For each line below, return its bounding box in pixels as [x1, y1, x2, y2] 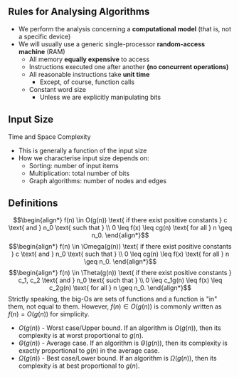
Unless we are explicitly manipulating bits [39, 93, 161, 101]
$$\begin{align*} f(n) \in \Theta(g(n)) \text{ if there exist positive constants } [9, 269, 232, 277]
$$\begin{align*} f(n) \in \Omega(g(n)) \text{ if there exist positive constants [9, 242, 232, 251]
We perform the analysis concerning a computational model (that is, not [18, 24, 232, 33]
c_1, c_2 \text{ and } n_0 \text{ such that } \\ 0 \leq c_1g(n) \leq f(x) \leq [18, 276, 223, 284]
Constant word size [28, 85, 86, 93]
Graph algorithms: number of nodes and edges [28, 176, 166, 185]
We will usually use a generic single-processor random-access [18, 39, 206, 48]
